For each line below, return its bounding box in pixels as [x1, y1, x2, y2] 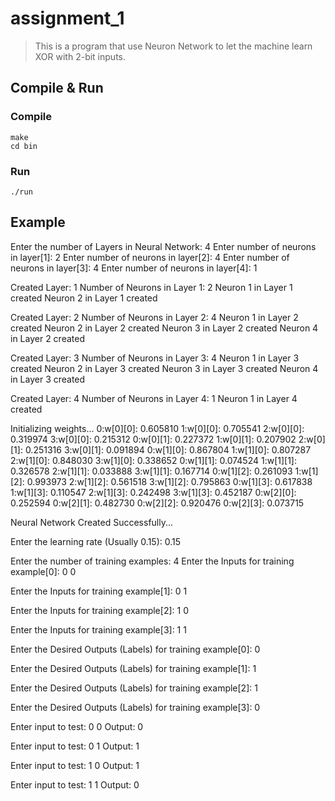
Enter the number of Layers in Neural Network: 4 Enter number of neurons [10, 240, 317, 252]
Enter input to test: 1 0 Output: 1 [10, 759, 140, 771]
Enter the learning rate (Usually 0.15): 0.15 [10, 535, 182, 547]
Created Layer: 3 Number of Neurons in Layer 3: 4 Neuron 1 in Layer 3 [10, 352, 300, 364]
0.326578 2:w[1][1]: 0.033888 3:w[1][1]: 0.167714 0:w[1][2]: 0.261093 [10, 465, 293, 477]
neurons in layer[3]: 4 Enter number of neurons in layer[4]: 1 [10, 262, 258, 274]
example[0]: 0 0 [10, 565, 77, 577]
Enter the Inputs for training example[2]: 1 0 [10, 604, 189, 616]
